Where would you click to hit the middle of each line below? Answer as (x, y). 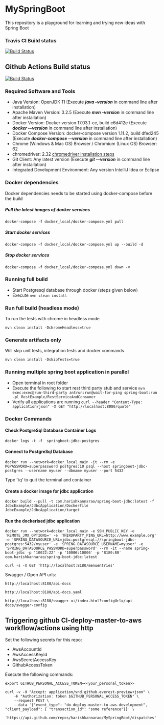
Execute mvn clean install (40, 295)
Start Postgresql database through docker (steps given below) (75, 290)
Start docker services (28, 232)
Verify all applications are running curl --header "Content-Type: (77, 402)
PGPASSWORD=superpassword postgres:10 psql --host (58, 467)
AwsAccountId (27, 649)
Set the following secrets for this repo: (44, 640)
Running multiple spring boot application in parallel (67, 372)
